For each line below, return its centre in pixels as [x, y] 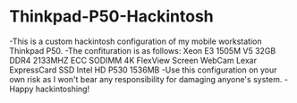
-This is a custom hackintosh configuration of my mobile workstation [136, 41]
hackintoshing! [63, 89]
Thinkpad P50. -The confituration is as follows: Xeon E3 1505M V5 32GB [143, 50]
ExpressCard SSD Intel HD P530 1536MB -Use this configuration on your [143, 70]
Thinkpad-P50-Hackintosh [112, 17]
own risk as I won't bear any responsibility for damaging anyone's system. [146, 79]
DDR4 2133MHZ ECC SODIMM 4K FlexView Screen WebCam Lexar [133, 60]
